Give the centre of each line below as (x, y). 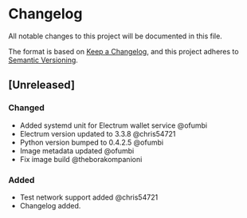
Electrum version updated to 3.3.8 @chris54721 (98, 133)
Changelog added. (50, 205)
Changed (27, 108)
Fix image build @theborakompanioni (81, 159)
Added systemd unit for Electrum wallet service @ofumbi (114, 125)
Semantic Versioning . (43, 60)
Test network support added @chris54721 (89, 197)
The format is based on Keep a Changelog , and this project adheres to (123, 51)
